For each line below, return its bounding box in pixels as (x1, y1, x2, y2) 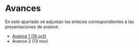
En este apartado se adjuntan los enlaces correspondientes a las (5, 19, 134, 24)
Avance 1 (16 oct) (12, 33, 46, 39)
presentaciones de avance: (5, 24, 60, 29)
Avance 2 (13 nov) (12, 38, 48, 44)
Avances (5, 3, 41, 14)
